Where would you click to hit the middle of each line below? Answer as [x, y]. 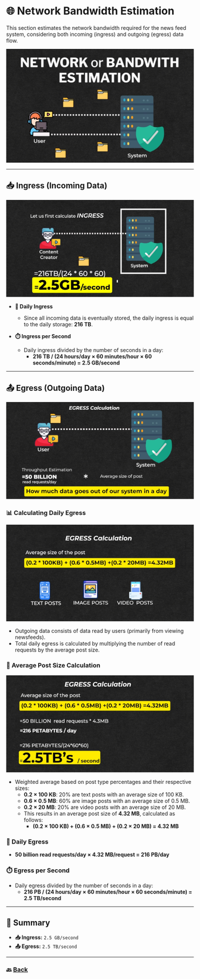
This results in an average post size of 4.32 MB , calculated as [99, 813]
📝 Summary [28, 923]
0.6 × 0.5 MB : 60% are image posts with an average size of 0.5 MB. [107, 801]
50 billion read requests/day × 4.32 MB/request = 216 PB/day [92, 855]
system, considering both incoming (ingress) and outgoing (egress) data [95, 34]
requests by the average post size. [57, 650]
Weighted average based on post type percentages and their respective [103, 782]
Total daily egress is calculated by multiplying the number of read [95, 644]
